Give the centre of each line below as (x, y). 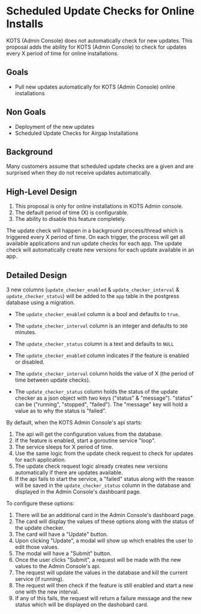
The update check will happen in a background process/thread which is (95, 231)
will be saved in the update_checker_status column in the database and (103, 485)
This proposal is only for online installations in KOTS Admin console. (99, 206)
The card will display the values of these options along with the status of (104, 521)
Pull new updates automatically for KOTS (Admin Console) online (95, 87)
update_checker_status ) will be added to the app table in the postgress (93, 296)
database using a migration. (40, 302)
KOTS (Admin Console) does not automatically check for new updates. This (100, 40)
